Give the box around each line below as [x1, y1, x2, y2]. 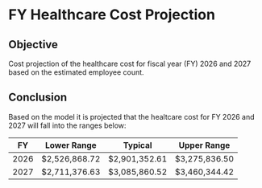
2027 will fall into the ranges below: [8, 121, 127, 130]
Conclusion [8, 91, 68, 104]
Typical [123, 139, 152, 150]
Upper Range [178, 139, 231, 150]
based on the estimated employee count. [8, 67, 144, 77]
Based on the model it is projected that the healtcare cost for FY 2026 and [8, 112, 256, 121]
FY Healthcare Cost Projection [8, 6, 216, 24]
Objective [8, 38, 59, 51]
